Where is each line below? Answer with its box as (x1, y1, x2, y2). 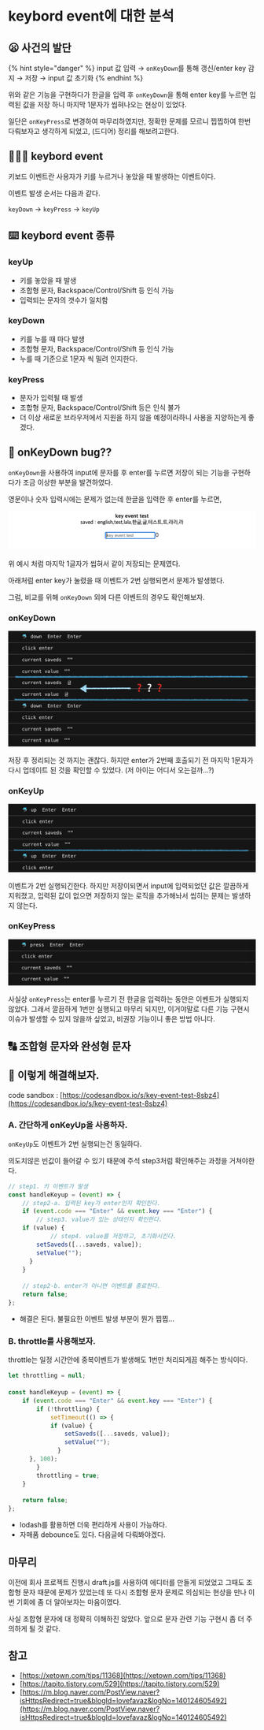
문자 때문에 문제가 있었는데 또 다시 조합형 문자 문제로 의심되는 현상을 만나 (22, 1587, 247, 1597)
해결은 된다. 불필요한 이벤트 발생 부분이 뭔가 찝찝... (19, 1314, 174, 1323)
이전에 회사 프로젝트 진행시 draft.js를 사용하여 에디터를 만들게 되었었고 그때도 (8, 1577, 245, 1587)
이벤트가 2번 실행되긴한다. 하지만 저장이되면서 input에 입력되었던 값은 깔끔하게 (8, 880, 249, 891)
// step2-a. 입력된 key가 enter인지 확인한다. (22, 1199, 161, 1207)
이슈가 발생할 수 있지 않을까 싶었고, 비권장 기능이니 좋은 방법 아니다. (8, 1014, 215, 1024)
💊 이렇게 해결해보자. (8, 1069, 100, 1082)
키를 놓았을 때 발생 (19, 275, 77, 285)
